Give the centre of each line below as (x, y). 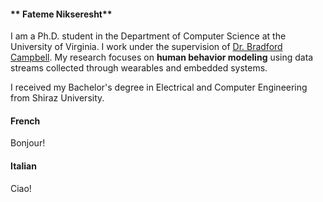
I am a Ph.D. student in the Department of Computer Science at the (148, 36)
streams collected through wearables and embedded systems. (139, 68)
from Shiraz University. (57, 98)
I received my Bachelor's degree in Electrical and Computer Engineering (159, 87)
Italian (23, 166)
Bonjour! (28, 143)
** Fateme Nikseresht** (61, 14)
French (25, 121)
